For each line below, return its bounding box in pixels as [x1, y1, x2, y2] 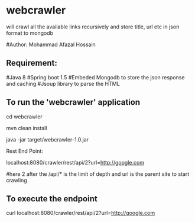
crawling [6, 176, 28, 184]
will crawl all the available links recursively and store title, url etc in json [6, 23, 180, 30]
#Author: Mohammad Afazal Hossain [6, 41, 96, 48]
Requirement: [6, 58, 58, 68]
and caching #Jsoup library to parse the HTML [6, 80, 120, 87]
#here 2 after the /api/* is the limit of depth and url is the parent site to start [6, 170, 190, 178]
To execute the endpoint [6, 194, 97, 204]
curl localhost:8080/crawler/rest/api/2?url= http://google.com [6, 210, 155, 217]
